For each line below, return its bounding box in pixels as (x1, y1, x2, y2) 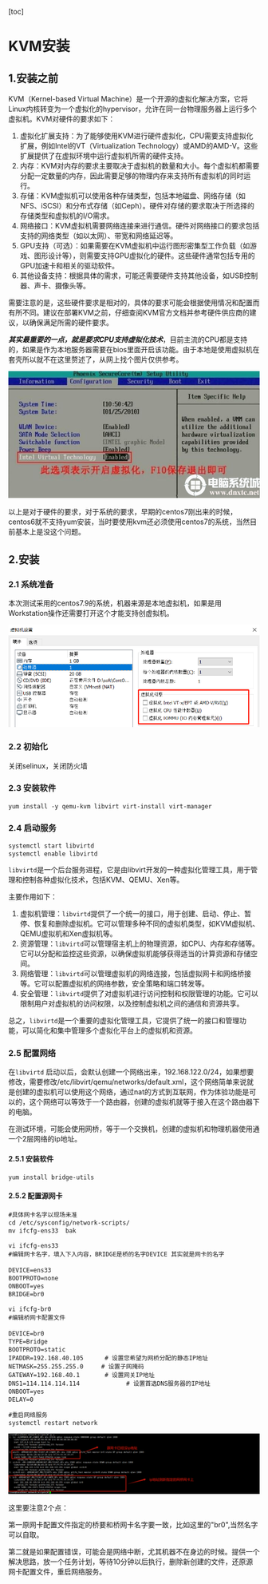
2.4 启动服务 (8, 822, 57, 833)
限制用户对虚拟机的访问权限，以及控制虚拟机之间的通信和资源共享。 (19, 998, 244, 1009)
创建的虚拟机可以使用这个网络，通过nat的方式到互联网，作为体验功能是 (14, 1087, 250, 1097)
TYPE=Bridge (8, 1337, 48, 1345)
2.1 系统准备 (8, 578, 54, 590)
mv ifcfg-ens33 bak (8, 1226, 77, 1235)
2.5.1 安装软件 (8, 1154, 54, 1164)
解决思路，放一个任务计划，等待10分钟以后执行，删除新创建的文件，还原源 (8, 1557, 254, 1566)
